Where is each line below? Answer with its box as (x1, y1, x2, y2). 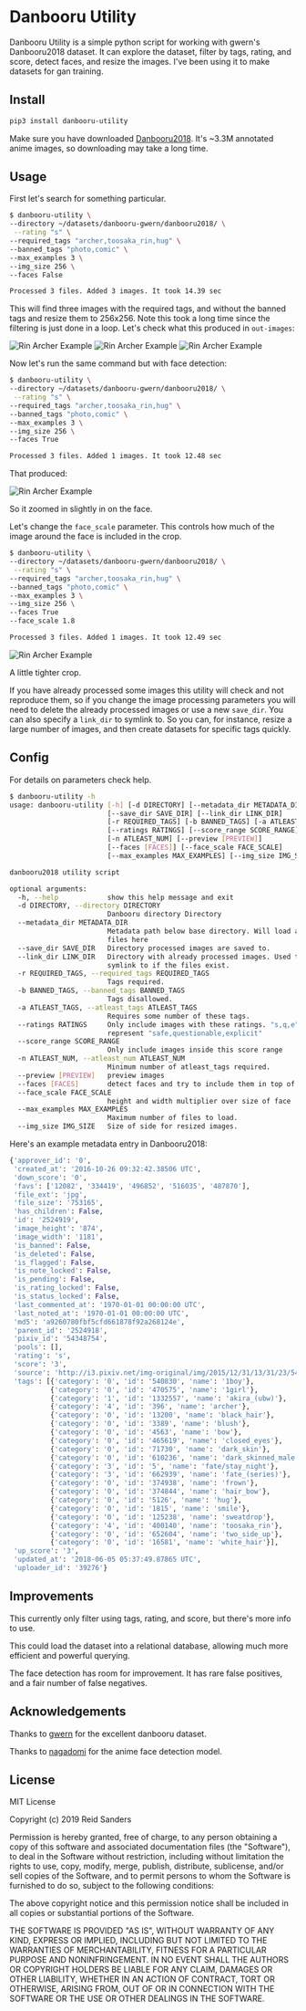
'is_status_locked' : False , (13, 1292, 120, 1301)
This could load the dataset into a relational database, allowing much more (9, 1640, 289, 1651)
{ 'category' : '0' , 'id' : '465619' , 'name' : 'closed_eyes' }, (49, 1436, 283, 1445)
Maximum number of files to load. (107, 1114, 239, 1123)
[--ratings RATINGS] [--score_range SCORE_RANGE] (107, 826, 300, 835)
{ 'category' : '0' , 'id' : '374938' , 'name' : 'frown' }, (49, 1479, 259, 1488)
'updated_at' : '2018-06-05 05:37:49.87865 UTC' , (13, 1555, 202, 1565)
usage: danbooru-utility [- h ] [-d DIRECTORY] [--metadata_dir (9, 801, 250, 810)
